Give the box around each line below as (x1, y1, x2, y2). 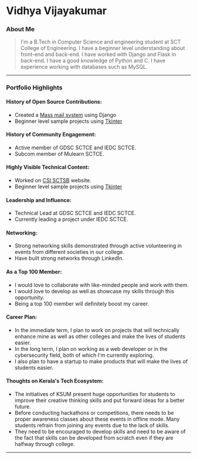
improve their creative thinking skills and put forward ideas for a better (14, 397, 185, 404)
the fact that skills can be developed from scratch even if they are (14, 434, 174, 441)
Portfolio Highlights (6, 83, 63, 92)
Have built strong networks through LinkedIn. (14, 254, 124, 262)
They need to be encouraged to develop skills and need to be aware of (14, 428, 186, 435)
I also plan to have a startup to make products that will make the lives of (14, 357, 188, 365)
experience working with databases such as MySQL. (20, 63, 148, 71)
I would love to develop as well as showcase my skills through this (14, 287, 175, 294)
